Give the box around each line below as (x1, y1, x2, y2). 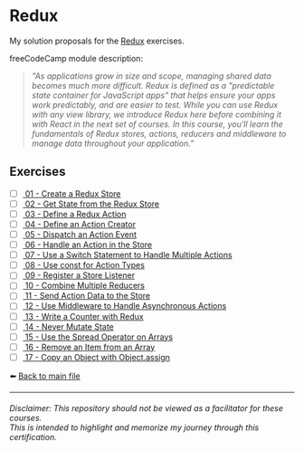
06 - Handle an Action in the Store (24, 239, 153, 250)
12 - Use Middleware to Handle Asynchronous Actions (24, 301, 227, 312)
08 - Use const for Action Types (24, 260, 145, 271)
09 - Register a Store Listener (24, 270, 136, 281)
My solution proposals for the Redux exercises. (9, 35, 185, 46)
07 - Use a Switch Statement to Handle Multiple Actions (24, 250, 233, 261)
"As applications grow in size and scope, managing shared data (31, 70, 271, 82)
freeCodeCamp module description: (9, 53, 143, 63)
